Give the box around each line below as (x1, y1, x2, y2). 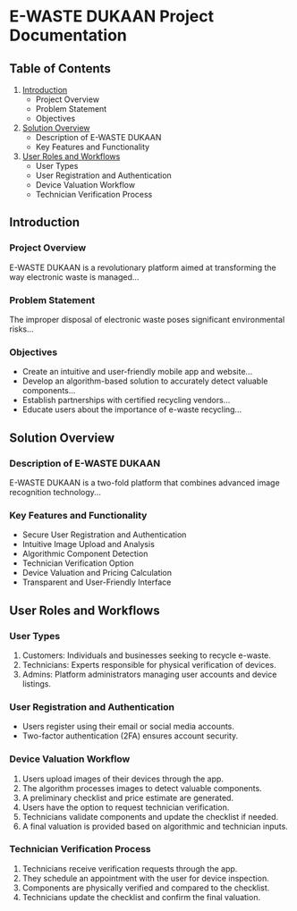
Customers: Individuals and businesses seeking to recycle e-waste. (21, 650, 271, 661)
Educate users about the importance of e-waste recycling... (21, 404, 242, 415)
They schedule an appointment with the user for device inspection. (21, 873, 270, 883)
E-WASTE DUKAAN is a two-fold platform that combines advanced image (9, 477, 280, 488)
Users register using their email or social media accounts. (21, 721, 235, 732)
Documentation (9, 25, 128, 46)
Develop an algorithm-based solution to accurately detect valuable (21, 375, 268, 386)
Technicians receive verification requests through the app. (21, 863, 238, 873)
